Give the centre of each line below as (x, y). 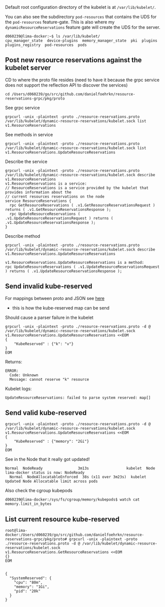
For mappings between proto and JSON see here (55, 298)
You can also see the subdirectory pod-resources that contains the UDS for (81, 17)
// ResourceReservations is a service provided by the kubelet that (77, 188)
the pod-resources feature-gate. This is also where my (60, 22)
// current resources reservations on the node (55, 197)
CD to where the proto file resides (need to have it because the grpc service (82, 80)
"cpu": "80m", (28, 583)
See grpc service (23, 107)
